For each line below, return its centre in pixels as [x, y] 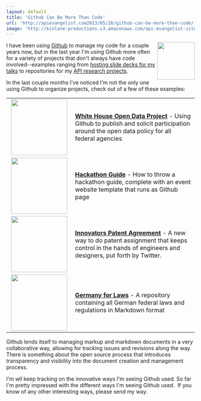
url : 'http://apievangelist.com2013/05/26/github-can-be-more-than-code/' [101, 23]
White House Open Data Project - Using [133, 116]
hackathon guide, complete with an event [133, 182]
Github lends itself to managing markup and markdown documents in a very [100, 342]
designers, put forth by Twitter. [118, 255]
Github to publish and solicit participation [133, 123]
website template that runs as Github [127, 189]
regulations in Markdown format [120, 310]
